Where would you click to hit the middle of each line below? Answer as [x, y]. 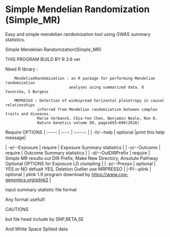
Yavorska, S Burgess [27, 92]
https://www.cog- [110, 174]
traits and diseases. [28, 114]
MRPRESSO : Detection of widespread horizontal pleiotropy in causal [90, 100]
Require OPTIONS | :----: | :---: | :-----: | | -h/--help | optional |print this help [85, 132]
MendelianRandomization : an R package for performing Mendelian [85, 78]
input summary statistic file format [41, 189]
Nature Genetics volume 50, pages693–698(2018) [88, 123]
